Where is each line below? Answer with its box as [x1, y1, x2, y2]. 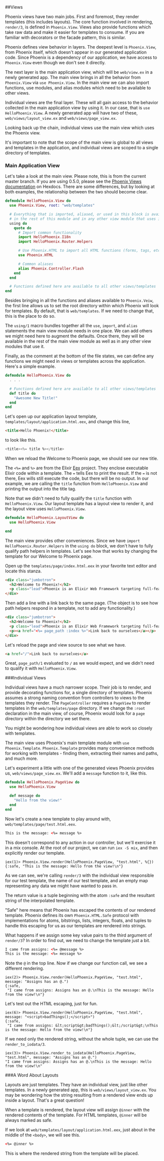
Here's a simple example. [5, 363, 56, 370]
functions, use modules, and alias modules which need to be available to [5, 85, 151, 90]
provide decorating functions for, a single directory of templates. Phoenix [5, 690, 152, 696]
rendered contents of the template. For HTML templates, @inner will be [5, 1112, 147, 1118]
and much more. [5, 756, 38, 761]
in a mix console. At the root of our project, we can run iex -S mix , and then [5, 844, 158, 851]
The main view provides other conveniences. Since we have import [5, 538, 140, 543]
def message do [9, 793, 41, 798]
